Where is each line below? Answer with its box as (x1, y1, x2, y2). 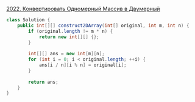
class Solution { (6, 17, 51, 23)
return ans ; (28, 79, 59, 85)
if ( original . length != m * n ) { (28, 28, 113, 34)
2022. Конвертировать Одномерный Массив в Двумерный (6, 5, 160, 12)
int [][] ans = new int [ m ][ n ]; (28, 51, 105, 57)
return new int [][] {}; (38, 33, 99, 40)
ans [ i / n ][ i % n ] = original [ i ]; (38, 62, 127, 68)
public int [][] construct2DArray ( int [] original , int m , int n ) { (17, 22, 190, 29)
